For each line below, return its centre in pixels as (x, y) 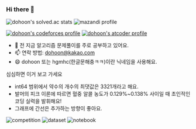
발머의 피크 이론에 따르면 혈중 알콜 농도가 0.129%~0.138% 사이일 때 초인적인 (102, 94)
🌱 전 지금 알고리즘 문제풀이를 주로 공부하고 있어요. (72, 46)
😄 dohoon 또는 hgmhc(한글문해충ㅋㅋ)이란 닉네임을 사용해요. (86, 62)
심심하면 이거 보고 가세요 (34, 74)
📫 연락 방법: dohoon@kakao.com (55, 53)
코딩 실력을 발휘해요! (38, 101)
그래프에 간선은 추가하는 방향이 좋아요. (58, 109)
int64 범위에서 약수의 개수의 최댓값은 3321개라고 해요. (76, 86)
